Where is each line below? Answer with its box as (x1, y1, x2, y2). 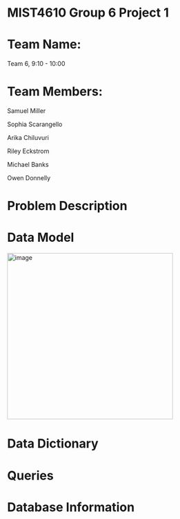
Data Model (7, 230, 74, 245)
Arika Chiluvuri (7, 134, 50, 142)
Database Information (7, 499, 135, 515)
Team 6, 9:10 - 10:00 (7, 60, 66, 68)
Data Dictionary (7, 436, 99, 452)
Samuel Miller (7, 107, 46, 115)
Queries (7, 468, 54, 483)
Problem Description (7, 198, 128, 214)
